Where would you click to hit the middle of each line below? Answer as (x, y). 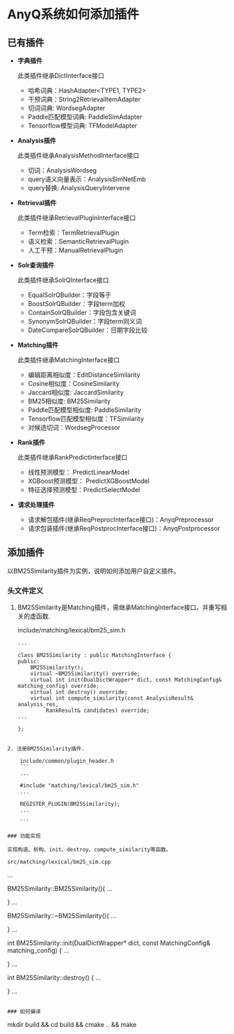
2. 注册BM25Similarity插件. (46, 749)
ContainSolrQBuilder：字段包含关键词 (82, 312)
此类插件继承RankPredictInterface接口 (73, 457)
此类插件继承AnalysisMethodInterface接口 (78, 155)
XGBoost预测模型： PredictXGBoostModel (89, 481)
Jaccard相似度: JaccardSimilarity (76, 392)
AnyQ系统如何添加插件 (73, 14)
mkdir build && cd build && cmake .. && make (72, 1025)
